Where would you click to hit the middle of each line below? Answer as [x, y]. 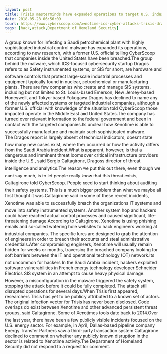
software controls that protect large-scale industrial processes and [74, 77]
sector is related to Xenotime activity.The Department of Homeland [74, 341]
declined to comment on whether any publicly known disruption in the [77, 336]
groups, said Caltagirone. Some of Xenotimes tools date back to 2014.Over [82, 313]
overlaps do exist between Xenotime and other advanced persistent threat [81, 307]
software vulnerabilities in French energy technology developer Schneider [81, 268]
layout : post [19, 10]
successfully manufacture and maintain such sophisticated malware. [75, 132]
